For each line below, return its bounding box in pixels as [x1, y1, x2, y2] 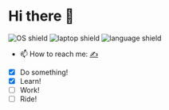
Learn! [19, 77, 41, 85]
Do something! [19, 67, 69, 77]
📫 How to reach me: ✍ [19, 49, 99, 59]
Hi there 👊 [8, 7, 74, 25]
